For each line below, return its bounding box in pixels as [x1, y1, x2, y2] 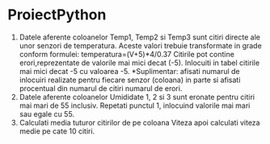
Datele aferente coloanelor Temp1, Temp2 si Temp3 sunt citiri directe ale [19, 32, 260, 42]
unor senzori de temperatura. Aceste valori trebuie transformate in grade [19, 40, 262, 50]
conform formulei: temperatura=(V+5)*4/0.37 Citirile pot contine [19, 49, 235, 59]
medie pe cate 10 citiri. [19, 126, 95, 136]
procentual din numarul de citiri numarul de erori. [19, 83, 183, 93]
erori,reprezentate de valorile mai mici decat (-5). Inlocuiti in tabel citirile [19, 58, 260, 68]
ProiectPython [7, 6, 107, 24]
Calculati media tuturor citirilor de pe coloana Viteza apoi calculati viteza [19, 117, 260, 127]
